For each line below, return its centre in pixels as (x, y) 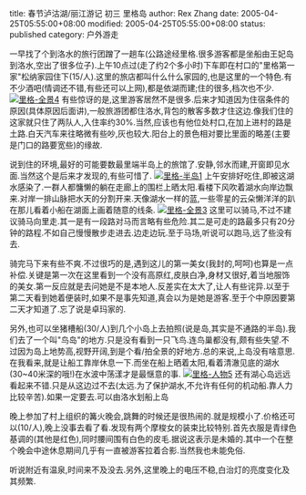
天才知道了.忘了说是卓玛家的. (71, 309)
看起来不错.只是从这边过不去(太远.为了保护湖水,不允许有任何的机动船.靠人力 (151, 385)
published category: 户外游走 (64, 34)
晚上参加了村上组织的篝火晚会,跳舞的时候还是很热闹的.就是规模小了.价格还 (149, 416)
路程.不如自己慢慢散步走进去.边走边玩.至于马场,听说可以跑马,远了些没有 (159, 232)
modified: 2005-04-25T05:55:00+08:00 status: (177, 24)
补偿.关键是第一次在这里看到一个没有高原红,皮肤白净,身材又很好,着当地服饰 (150, 275)
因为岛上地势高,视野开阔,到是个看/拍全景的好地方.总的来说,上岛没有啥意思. (156, 351)
